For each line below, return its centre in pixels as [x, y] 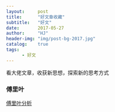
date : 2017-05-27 [35, 28]
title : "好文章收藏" [35, 17]
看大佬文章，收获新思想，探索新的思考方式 [58, 72]
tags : [13, 50]
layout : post [27, 11]
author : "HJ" [27, 33]
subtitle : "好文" [29, 22]
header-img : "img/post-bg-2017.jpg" [51, 39]
